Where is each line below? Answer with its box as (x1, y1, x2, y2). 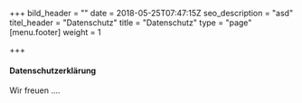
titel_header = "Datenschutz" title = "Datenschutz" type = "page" (9, 17, 252, 28)
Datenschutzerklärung (9, 65, 97, 76)
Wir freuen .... (9, 85, 61, 96)
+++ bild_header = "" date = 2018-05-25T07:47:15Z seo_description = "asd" (9, 8, 294, 18)
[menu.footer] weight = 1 (9, 27, 101, 37)
